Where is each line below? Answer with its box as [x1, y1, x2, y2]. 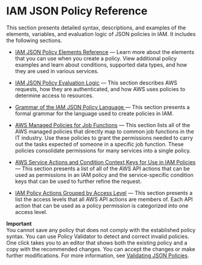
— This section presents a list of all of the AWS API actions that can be [14, 165, 191, 172]
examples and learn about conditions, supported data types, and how [14, 61, 188, 68]
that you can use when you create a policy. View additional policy [14, 55, 177, 62]
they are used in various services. [14, 67, 99, 74]
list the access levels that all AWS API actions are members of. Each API [14, 195, 194, 203]
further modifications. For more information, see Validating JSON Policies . [6, 252, 189, 259]
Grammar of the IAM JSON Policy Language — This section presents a [14, 103, 190, 110]
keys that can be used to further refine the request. [14, 177, 142, 185]
